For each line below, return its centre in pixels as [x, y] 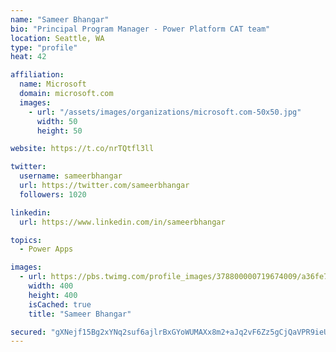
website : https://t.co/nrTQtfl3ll [82, 149]
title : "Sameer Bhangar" [80, 314]
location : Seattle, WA [57, 38]
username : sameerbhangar [71, 176]
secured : [28, 332]
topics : [26, 240]
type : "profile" [44, 47]
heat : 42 [28, 57]
